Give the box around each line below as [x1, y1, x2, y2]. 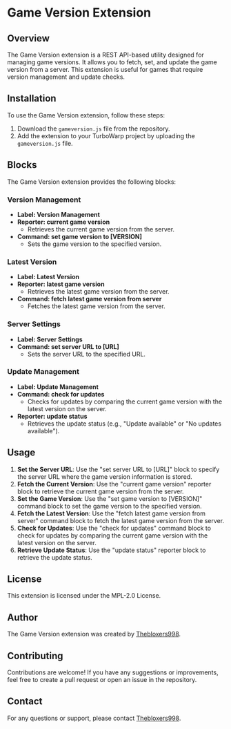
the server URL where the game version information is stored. [17, 472, 193, 481]
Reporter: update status [17, 412, 88, 420]
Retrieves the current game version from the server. [27, 225, 174, 233]
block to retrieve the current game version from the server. [17, 487, 184, 495]
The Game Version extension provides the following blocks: [7, 178, 177, 186]
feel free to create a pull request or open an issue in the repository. [7, 676, 197, 684]
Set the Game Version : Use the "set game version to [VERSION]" [17, 494, 203, 502]
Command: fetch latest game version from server [17, 295, 162, 303]
